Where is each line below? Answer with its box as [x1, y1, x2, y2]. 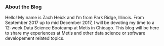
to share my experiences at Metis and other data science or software [5, 30, 146, 36]
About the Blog [5, 3, 42, 10]
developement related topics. [5, 35, 65, 41]
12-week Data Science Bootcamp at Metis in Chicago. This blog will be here [5, 25, 160, 31]
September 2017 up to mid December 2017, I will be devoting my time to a [5, 20, 155, 25]
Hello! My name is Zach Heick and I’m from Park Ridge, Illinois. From [5, 15, 144, 21]
